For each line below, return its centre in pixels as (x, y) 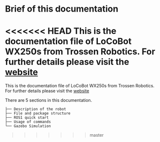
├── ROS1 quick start (27, 118)
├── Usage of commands (28, 122)
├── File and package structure (38, 113)
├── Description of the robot (36, 109)
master (97, 135)
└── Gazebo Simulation (28, 126)
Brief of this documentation (62, 9)
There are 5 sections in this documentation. (49, 100)
